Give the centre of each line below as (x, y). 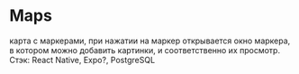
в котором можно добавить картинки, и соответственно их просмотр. (145, 50)
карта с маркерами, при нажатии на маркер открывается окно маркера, (150, 41)
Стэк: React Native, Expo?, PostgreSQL (82, 60)
